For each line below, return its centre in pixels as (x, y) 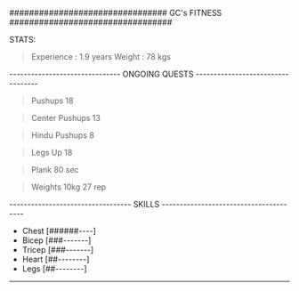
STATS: (23, 40)
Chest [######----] (59, 231)
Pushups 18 (52, 101)
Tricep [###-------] (58, 250)
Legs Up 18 (52, 152)
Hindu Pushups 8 (63, 135)
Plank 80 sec (55, 170)
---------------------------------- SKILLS (85, 204)
